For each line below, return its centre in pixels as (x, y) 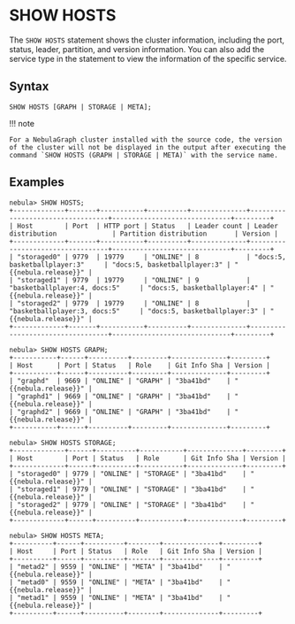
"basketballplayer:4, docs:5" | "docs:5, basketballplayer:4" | (138, 288)
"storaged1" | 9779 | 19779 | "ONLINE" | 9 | (134, 280)
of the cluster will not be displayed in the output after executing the (148, 147)
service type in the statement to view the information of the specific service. (148, 58)
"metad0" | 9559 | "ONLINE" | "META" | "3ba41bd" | (120, 582)
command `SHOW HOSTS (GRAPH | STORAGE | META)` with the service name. (144, 155)
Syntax (29, 86)
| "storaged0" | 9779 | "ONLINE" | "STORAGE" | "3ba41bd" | (128, 474)
